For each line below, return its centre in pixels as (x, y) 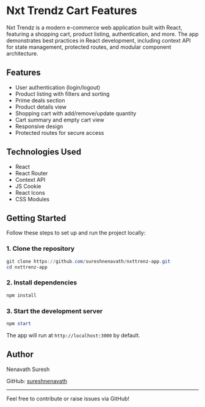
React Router (31, 173)
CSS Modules (32, 199)
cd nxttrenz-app (27, 267)
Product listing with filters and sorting (62, 94)
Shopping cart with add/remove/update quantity (76, 113)
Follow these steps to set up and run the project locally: (76, 233)
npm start (19, 323)
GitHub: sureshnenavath (37, 381)
